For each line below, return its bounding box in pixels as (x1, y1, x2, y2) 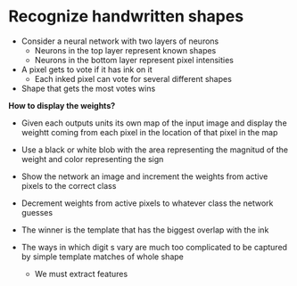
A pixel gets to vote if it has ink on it (21, 64, 153, 75)
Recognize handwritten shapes (8, 6, 244, 27)
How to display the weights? (8, 100, 116, 110)
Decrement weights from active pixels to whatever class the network (21, 198, 274, 208)
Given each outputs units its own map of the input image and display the (21, 118, 287, 128)
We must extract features (34, 268, 128, 279)
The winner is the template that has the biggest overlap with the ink (21, 225, 269, 235)
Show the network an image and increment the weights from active (21, 171, 268, 182)
